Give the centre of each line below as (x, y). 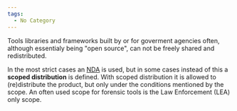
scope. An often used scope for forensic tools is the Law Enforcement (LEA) (119, 92)
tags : (15, 14)
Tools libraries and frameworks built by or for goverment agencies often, (114, 40)
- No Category (35, 21)
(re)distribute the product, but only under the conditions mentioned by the (116, 84)
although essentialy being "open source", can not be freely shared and (111, 48)
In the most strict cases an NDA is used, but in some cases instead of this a (118, 69)
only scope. (25, 99)
